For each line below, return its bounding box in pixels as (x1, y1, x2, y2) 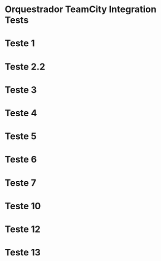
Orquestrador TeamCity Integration (5, 4, 157, 15)
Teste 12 (5, 223, 41, 235)
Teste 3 (5, 84, 37, 95)
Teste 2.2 (5, 61, 45, 72)
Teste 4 (5, 107, 38, 119)
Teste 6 (5, 154, 37, 166)
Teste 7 (5, 177, 37, 188)
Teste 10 (5, 200, 41, 212)
